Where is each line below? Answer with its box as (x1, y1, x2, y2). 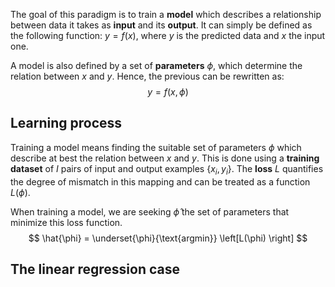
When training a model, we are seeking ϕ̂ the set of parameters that (10, 205, 290, 218)
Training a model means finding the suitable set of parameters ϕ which (10, 141, 302, 153)
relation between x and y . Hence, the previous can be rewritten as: (10, 70, 285, 82)
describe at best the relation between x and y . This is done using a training (10, 152, 320, 164)
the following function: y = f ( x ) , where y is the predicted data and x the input (10, 30, 326, 41)
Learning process (10, 115, 123, 132)
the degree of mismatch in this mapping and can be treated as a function (10, 175, 311, 188)
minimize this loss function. (10, 216, 123, 228)
